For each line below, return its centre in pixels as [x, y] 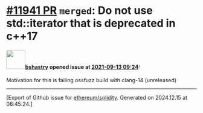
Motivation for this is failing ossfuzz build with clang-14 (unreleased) [92, 80]
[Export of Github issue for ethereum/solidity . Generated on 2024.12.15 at [97, 98]
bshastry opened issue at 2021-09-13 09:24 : [83, 66]
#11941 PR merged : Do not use [79, 11]
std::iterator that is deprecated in [91, 23]
